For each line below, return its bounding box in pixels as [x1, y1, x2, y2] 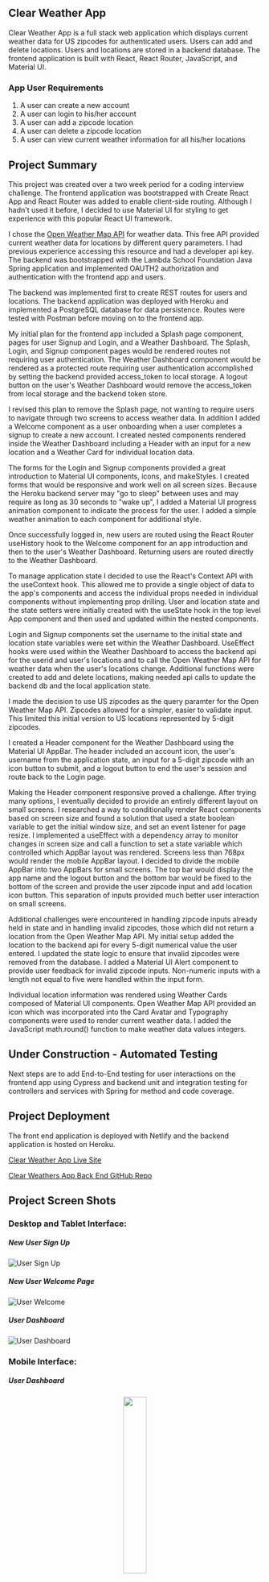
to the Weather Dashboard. [8, 555, 98, 565]
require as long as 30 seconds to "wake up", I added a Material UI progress [8, 497, 257, 507]
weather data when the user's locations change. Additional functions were [8, 664, 255, 673]
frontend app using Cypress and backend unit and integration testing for [8, 1077, 248, 1087]
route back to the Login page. [8, 772, 107, 781]
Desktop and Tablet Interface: [8, 1218, 127, 1229]
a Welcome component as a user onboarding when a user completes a [8, 421, 243, 431]
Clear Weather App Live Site [8, 1155, 102, 1165]
